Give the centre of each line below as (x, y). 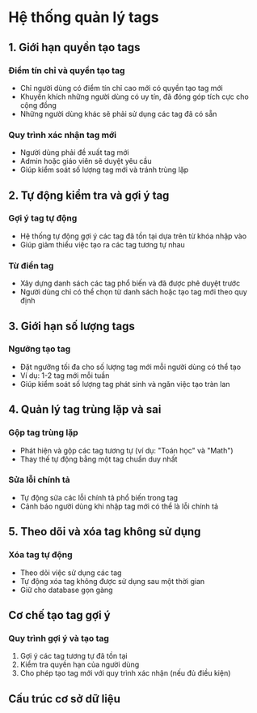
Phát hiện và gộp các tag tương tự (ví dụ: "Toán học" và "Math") (126, 450)
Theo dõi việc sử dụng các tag (71, 573)
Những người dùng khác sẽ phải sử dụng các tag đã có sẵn (118, 114)
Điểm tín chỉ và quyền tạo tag (67, 71)
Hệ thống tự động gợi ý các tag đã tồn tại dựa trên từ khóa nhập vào (133, 236)
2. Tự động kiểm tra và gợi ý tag (89, 195)
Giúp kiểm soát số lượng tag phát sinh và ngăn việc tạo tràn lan (125, 384)
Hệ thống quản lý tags (84, 17)
